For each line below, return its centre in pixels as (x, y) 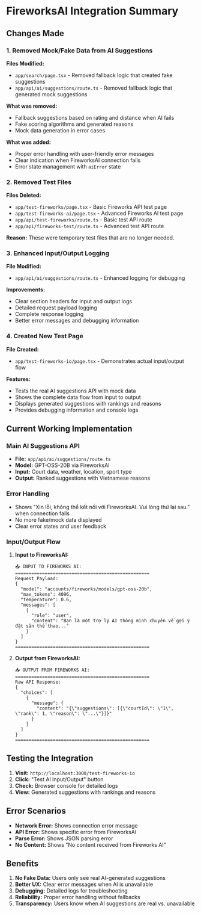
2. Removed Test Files (39, 182)
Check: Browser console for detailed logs (66, 785)
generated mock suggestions (51, 94)
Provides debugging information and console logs (76, 410)
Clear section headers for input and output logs (73, 302)
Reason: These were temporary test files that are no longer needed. (90, 238)
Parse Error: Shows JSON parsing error (64, 838)
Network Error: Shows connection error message (76, 825)
